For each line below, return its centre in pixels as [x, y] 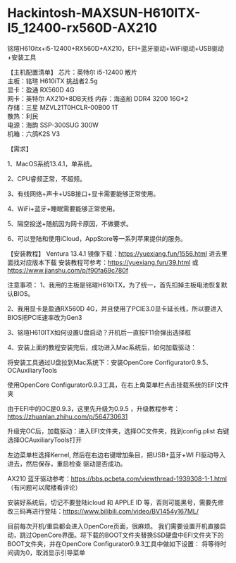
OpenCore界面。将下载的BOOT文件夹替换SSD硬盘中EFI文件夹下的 [128, 535]
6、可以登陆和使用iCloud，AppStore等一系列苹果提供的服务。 [97, 238]
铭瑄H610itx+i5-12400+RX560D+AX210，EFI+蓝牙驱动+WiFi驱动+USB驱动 [116, 48]
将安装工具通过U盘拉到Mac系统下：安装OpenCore [80, 362]
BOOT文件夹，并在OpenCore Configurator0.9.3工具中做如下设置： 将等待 [114, 543]
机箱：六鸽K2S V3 [34, 134]
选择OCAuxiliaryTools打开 [45, 440]
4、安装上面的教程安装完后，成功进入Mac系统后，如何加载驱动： [102, 347]
